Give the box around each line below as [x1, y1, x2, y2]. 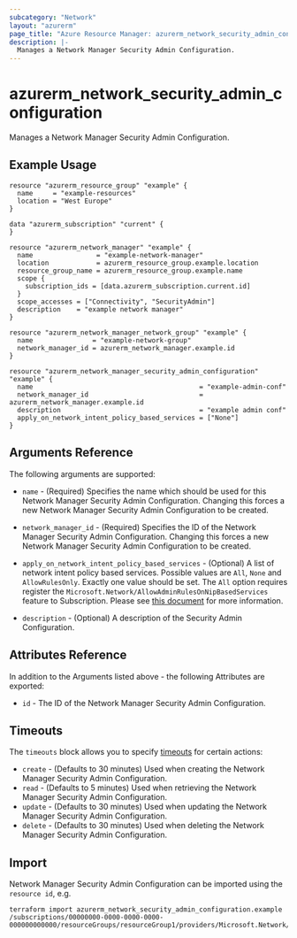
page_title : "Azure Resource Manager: [9, 29, 152, 38]
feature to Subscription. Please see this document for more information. [21, 595, 284, 606]
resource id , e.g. [9, 888, 72, 899]
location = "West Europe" [17, 196, 113, 205]
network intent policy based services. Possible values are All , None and [21, 567, 282, 578]
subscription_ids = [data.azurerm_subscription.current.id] [25, 281, 251, 290]
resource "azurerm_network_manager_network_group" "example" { [9, 328, 247, 337]
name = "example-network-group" [17, 335, 192, 345]
